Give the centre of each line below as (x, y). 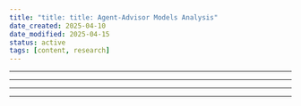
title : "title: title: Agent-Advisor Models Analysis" (114, 17)
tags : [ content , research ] (60, 51)
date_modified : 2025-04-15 (60, 34)
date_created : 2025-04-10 (57, 26)
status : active (38, 42)
